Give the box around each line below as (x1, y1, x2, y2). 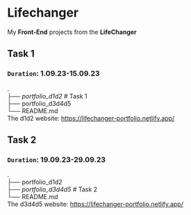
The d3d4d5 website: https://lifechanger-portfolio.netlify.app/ (7, 200, 184, 209)
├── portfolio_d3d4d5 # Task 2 (7, 185, 98, 193)
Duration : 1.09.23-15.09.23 (7, 69, 100, 78)
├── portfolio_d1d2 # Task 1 (7, 92, 88, 100)
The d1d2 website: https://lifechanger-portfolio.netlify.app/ (7, 114, 175, 122)
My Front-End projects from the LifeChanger (7, 28, 137, 36)
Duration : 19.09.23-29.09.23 (7, 155, 106, 164)
